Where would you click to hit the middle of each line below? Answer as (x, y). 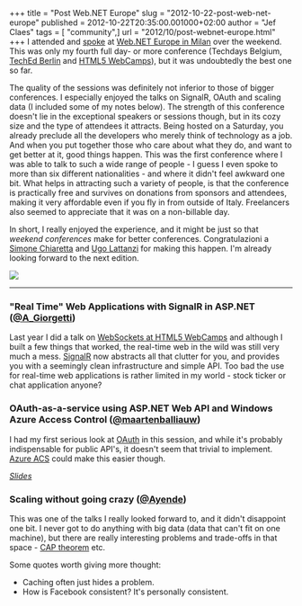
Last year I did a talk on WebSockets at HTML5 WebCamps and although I (146, 337)
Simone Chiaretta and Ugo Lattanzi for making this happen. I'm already (141, 248)
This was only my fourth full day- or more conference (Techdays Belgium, (146, 51)
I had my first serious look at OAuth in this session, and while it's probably (146, 439)
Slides (21, 476)
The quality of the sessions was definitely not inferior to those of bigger (142, 88)
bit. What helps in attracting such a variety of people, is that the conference (149, 183)
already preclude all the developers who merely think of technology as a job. (151, 135)
